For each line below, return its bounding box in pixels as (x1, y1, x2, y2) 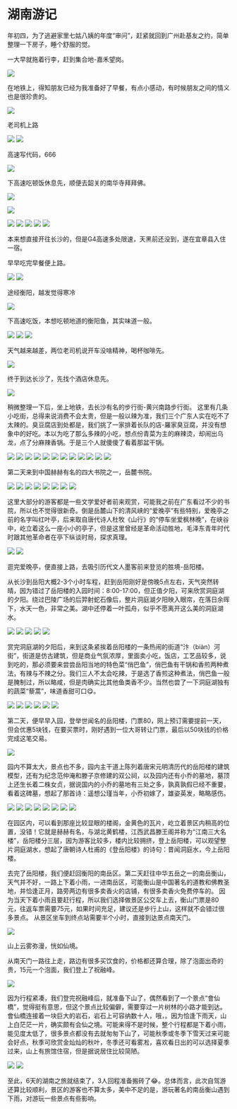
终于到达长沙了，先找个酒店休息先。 (7, 374, 113, 383)
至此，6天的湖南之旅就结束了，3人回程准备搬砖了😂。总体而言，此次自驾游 (7, 1076, 226, 1085)
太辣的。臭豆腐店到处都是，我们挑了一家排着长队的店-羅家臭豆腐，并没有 (7, 420, 221, 429)
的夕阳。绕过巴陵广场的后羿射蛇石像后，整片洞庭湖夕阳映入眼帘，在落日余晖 (7, 595, 230, 604)
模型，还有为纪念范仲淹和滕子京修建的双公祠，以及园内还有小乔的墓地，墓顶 (7, 771, 230, 779)
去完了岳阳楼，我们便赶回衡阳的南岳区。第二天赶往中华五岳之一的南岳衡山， (7, 868, 230, 878)
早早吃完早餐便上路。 (7, 258, 69, 267)
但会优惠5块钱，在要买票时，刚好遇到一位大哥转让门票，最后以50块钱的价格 (7, 725, 229, 733)
